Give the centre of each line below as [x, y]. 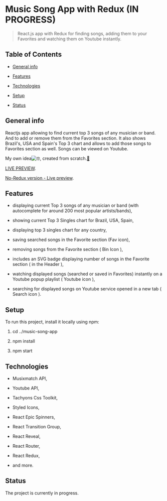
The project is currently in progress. [42, 493]
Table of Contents [34, 55]
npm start [22, 351]
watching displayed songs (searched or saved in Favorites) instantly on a [87, 274]
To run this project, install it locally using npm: [52, 322]
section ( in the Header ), [38, 264]
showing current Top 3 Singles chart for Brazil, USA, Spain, [73, 221]
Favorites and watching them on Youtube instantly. [69, 39]
